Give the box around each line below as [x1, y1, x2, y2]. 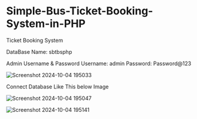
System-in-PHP [6, 17, 86, 30]
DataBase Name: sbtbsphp [6, 48, 72, 55]
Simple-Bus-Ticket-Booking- [6, 4, 153, 18]
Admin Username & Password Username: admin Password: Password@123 [6, 60, 192, 67]
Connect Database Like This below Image [6, 83, 109, 90]
